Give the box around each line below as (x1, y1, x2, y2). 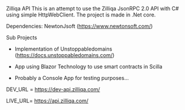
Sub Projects (6, 34, 37, 41)
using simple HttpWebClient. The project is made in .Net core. (6, 11, 156, 18)
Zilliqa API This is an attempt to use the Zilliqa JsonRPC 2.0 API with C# (6, 5, 179, 12)
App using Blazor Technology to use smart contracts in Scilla (14, 63, 163, 70)
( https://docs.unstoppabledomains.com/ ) (14, 52, 115, 58)
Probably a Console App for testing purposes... (14, 75, 129, 81)
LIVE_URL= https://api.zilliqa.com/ (6, 97, 88, 104)
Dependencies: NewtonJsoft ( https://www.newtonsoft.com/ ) (6, 23, 153, 29)
